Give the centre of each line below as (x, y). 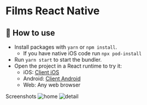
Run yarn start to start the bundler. (58, 60)
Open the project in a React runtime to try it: (68, 66)
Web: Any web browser (52, 85)
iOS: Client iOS (41, 72)
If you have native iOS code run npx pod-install (82, 53)
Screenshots (21, 96)
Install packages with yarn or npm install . (65, 47)
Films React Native (53, 11)
